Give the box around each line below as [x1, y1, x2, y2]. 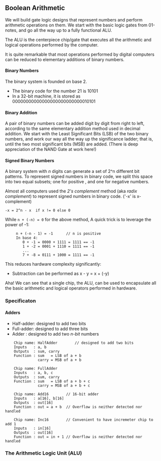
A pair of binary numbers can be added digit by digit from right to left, [5, 121, 145, 126]
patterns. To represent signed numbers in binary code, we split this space [5, 173, 153, 180]
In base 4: [16, 235, 38, 241]
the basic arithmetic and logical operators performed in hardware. [5, 285, 137, 291]
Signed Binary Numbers [5, 157, 54, 163]
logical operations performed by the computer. [5, 42, 99, 48]
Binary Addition [5, 109, 37, 115]
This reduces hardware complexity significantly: [5, 261, 101, 267]
